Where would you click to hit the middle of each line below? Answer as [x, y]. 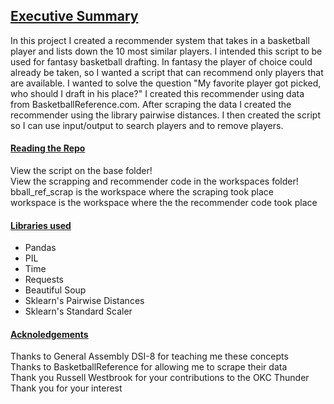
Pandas [40, 248]
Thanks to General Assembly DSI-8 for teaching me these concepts [149, 356]
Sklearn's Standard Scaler [78, 311]
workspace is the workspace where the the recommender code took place [164, 203]
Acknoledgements [49, 334]
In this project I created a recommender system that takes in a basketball [160, 40]
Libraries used [41, 225]
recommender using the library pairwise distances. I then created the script [165, 115]
